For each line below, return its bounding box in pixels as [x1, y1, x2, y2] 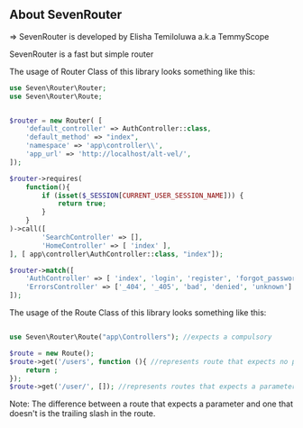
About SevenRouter [9, 7, 123, 23]
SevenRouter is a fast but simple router [9, 49, 154, 59]
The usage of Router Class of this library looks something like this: [9, 66, 255, 77]
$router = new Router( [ [9, 116, 103, 125]
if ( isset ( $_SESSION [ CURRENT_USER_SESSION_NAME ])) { [41, 191, 244, 200]
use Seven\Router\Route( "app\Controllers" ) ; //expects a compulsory [9, 332, 272, 341]
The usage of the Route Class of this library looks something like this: [9, 307, 267, 318]
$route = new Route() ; [9, 349, 95, 358]
